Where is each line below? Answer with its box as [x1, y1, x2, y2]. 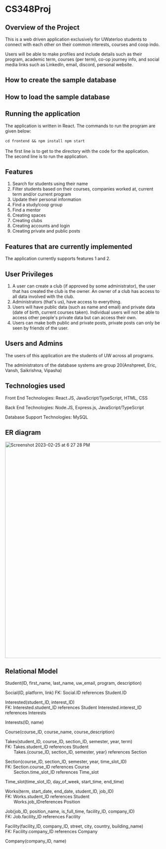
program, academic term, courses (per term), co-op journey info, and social [5, 56, 160, 62]
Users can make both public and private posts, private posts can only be [12, 320, 161, 326]
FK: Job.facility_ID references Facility [5, 814, 81, 820]
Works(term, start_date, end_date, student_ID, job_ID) [5, 788, 114, 795]
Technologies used [5, 382, 65, 390]
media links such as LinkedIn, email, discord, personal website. [5, 62, 133, 67]
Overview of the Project [5, 23, 80, 32]
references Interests [5, 710, 46, 716]
